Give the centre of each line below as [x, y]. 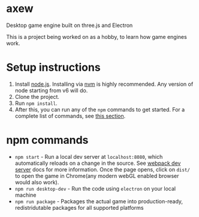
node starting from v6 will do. [51, 90]
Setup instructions [53, 67]
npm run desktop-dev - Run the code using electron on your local [95, 188]
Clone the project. [37, 97]
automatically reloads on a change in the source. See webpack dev [98, 163]
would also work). [37, 182]
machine [26, 195]
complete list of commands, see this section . [70, 116]
